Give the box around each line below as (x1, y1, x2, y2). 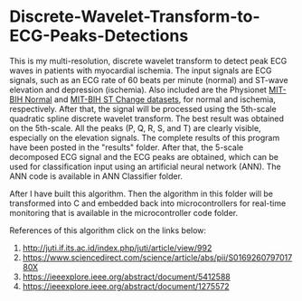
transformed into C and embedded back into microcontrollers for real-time (9, 197, 287, 209)
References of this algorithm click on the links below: (9, 224, 206, 236)
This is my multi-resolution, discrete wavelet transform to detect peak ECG (9, 55, 288, 66)
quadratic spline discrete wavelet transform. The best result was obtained (9, 113, 285, 124)
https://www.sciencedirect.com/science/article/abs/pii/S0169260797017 (22, 251, 293, 263)
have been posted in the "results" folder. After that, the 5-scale (9, 142, 244, 153)
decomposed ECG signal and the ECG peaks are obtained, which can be (9, 151, 278, 162)
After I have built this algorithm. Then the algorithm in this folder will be (9, 188, 274, 199)
